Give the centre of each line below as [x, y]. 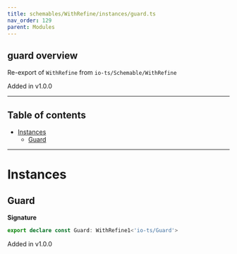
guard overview [43, 55]
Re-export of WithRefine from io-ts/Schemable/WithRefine [92, 73]
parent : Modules [31, 27]
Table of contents [47, 115]
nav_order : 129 [30, 20]
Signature [22, 217]
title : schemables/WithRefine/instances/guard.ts [82, 14]
